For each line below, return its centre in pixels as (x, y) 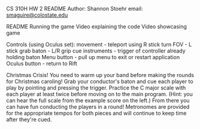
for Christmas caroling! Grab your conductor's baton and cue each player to (100, 81)
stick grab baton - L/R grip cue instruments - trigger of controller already (96, 51)
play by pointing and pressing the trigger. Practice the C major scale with (96, 88)
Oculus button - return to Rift (42, 63)
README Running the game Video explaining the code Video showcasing (97, 27)
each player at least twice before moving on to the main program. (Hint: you (100, 94)
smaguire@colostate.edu (37, 15)
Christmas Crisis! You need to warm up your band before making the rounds (100, 75)
